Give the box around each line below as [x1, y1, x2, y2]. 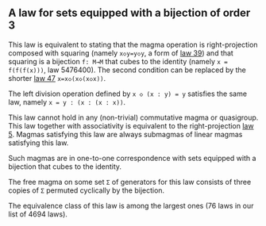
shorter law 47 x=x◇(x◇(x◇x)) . [8, 73, 106, 82]
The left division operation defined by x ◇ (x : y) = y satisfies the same [8, 89, 248, 98]
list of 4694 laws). [8, 209, 67, 219]
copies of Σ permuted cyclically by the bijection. [8, 186, 165, 195]
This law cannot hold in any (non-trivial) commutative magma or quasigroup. [8, 113, 259, 122]
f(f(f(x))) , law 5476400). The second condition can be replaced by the [8, 65, 246, 75]
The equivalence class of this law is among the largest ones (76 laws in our [8, 201, 254, 210]
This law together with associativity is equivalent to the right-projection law [8, 121, 254, 130]
